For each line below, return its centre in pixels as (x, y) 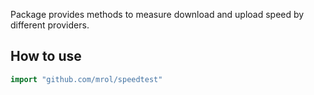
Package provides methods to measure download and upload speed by (157, 14)
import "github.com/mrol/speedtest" (86, 79)
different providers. (50, 25)
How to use (46, 56)
